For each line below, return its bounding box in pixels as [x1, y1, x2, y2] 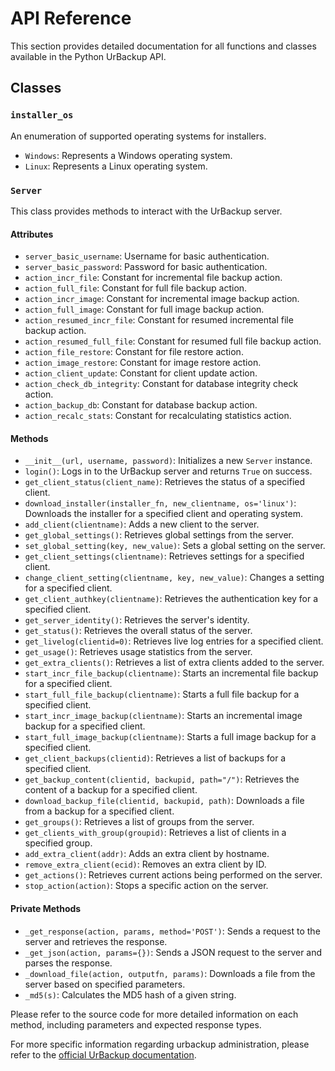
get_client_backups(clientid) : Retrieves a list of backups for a [24, 752, 287, 764]
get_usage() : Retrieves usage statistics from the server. [24, 646, 253, 658]
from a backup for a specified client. [24, 805, 175, 817]
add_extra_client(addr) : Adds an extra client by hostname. [24, 848, 270, 860]
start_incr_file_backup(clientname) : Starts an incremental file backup [24, 667, 319, 679]
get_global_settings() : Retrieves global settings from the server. [24, 529, 294, 541]
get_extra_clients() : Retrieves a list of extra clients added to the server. [24, 657, 325, 669]
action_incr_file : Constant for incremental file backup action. [24, 272, 283, 284]
